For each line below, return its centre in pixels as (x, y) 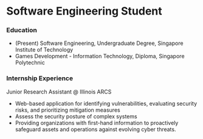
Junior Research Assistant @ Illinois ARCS (59, 92)
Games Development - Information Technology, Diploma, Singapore (100, 56)
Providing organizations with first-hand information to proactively (97, 123)
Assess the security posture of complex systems (76, 116)
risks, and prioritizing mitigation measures (67, 110)
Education (22, 30)
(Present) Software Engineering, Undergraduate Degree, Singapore (99, 43)
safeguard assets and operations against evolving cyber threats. (95, 129)
